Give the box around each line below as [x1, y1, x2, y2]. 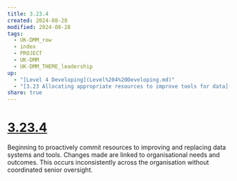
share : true [7, 89, 42, 96]
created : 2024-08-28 [7, 17, 68, 24]
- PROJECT [13, 50, 42, 57]
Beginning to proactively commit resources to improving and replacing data [7, 143, 226, 152]
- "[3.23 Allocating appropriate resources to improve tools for [13, 83, 210, 90]
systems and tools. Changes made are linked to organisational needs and [7, 151, 220, 159]
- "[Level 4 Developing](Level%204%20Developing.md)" [13, 76, 175, 83]
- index [13, 43, 37, 50]
